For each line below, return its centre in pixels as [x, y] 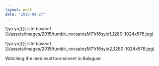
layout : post [19, 10]
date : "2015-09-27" [25, 14]
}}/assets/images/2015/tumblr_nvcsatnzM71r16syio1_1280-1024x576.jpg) [79, 34]
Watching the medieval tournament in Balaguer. [54, 58]
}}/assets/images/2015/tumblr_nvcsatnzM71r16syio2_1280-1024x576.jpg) [80, 49]
